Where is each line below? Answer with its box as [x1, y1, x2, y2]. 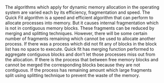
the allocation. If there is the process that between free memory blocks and [5, 57, 159, 62]
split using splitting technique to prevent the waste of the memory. [5, 73, 140, 78]
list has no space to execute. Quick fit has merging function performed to [5, 46, 154, 52]
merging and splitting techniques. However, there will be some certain [5, 31, 148, 36]
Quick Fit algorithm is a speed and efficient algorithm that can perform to [5, 15, 154, 20]
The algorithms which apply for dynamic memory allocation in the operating [5, 4, 160, 10]
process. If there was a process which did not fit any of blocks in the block [5, 41, 157, 46]
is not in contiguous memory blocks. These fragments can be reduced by [5, 25, 155, 31]
